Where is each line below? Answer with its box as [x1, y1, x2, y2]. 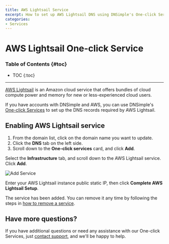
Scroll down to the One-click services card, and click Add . [12, 145, 135, 151]
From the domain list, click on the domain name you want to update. [12, 135, 153, 141]
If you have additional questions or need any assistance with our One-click [5, 228, 160, 234]
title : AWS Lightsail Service [5, 7, 69, 13]
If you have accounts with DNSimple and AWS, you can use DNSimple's [5, 101, 154, 108]
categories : [5, 17, 30, 22]
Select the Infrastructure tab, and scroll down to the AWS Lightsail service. [5, 155, 161, 161]
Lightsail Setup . [5, 185, 39, 191]
